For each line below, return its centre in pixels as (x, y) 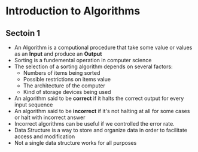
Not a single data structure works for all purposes (75, 143)
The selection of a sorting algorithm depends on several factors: (93, 66)
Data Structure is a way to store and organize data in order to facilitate (101, 130)
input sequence (33, 105)
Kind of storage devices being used (67, 92)
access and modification (45, 136)
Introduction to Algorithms (73, 11)
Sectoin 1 (23, 33)
